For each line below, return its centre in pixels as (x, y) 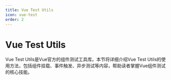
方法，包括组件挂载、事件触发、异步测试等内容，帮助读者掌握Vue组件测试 (88, 66)
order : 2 (15, 19)
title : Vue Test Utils (29, 10)
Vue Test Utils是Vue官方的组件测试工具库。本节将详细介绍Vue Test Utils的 (83, 60)
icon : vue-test (21, 15)
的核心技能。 (19, 72)
